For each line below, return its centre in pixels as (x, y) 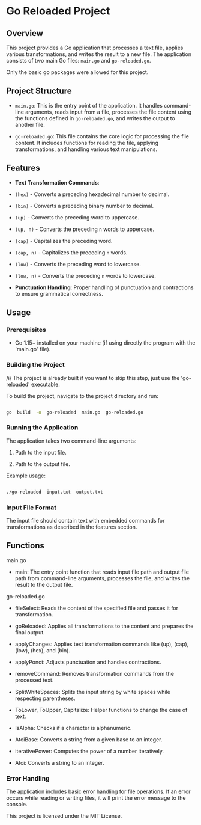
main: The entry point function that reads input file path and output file (102, 572)
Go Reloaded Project (58, 11)
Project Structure (39, 91)
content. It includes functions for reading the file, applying (87, 143)
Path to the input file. (41, 452)
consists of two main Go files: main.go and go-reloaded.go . (79, 60)
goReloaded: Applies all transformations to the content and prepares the (104, 626)
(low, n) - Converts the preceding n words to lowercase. (85, 275)
